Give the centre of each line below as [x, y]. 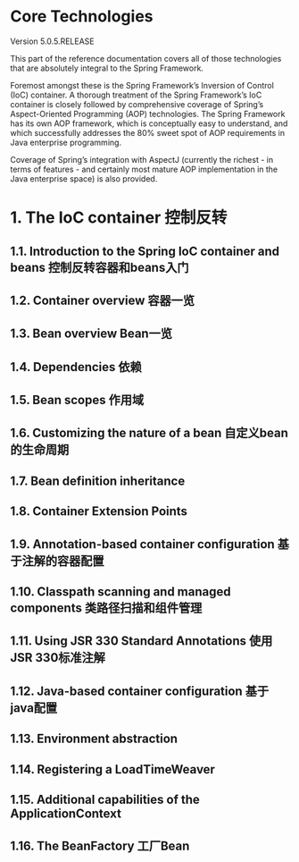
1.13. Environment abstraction [94, 739]
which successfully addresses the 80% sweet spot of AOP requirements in [148, 132]
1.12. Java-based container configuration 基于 [140, 691]
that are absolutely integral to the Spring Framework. [107, 68]
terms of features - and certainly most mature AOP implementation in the [144, 169]
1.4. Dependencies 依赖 [76, 367]
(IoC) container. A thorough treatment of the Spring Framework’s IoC [136, 95]
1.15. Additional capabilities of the [105, 799]
